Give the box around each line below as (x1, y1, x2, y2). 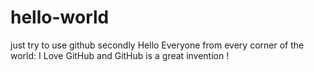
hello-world (10, 6, 110, 29)
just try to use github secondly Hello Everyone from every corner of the (10, 39, 305, 51)
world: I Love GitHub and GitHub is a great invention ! (10, 49, 230, 61)
